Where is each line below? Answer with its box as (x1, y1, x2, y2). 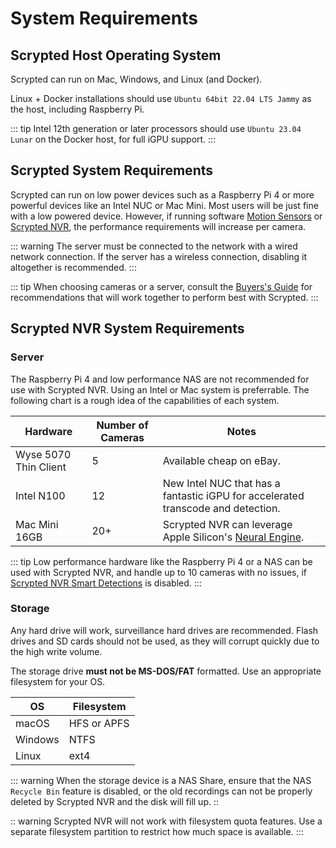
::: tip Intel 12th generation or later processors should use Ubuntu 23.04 (10, 123, 302, 134)
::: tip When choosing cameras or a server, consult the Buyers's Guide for (10, 280, 313, 292)
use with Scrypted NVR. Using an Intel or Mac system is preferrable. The (10, 383, 310, 396)
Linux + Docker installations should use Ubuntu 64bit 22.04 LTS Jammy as (10, 93, 312, 104)
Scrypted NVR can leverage (162, 517, 293, 531)
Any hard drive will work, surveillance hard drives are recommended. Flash (10, 624, 319, 636)
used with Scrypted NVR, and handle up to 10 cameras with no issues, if (10, 566, 308, 578)
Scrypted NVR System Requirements (10, 320, 245, 337)
